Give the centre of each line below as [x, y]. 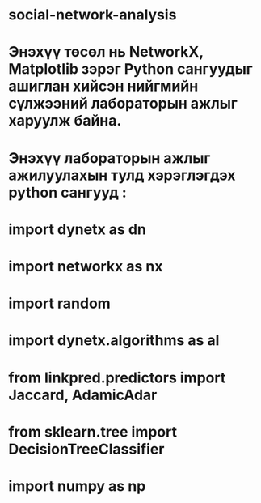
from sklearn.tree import [93, 432]
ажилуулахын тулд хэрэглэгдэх [122, 175]
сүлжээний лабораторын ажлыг [123, 104]
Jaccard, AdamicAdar [83, 395]
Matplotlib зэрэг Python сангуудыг [130, 69]
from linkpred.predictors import [117, 377]
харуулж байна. [65, 121]
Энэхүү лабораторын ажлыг [109, 158]
